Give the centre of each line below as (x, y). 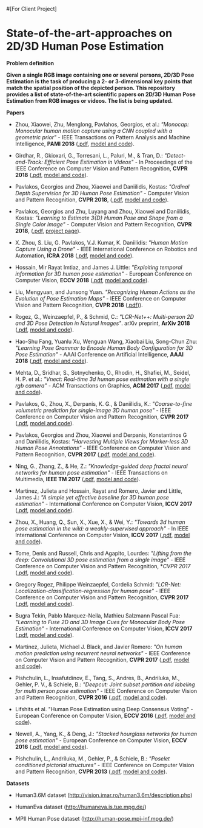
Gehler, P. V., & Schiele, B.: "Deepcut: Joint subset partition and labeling (105, 684)
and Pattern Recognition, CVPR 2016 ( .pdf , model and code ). (91, 697)
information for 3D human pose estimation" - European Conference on (103, 274)
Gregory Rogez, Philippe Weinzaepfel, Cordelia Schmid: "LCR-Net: (98, 584)
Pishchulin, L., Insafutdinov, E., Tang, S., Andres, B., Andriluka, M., (97, 678)
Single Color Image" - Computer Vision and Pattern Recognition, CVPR (103, 224)
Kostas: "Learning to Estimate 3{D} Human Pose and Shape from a (99, 218)
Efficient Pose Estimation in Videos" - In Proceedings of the (118, 162)
